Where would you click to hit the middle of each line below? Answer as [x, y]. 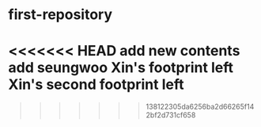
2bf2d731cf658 [171, 115]
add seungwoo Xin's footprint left [121, 68]
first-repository [61, 15]
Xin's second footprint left [96, 85]
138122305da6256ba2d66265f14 [200, 107]
